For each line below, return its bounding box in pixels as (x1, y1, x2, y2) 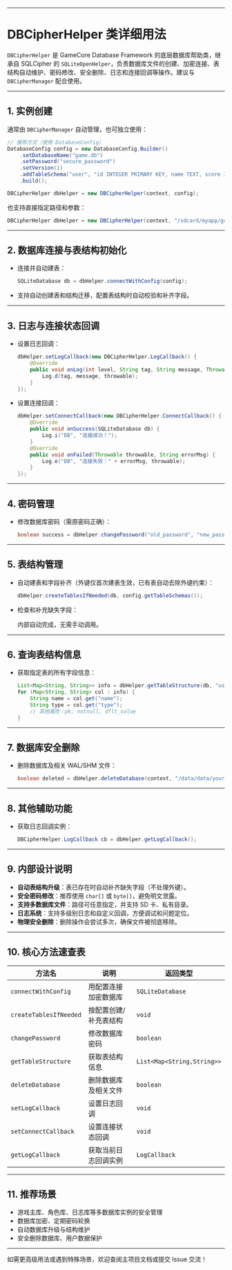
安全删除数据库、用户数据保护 (17, 1234, 102, 1242)
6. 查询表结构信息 (7, 648, 81, 660)
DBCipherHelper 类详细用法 (7, 27, 167, 42)
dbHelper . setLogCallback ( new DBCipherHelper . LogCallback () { (17, 353, 197, 360)
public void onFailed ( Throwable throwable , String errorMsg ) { (30, 451, 216, 458)
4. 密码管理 (7, 498, 55, 510)
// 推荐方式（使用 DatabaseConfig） (7, 139, 104, 146)
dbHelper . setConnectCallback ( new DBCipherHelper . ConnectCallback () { (17, 413, 222, 420)
